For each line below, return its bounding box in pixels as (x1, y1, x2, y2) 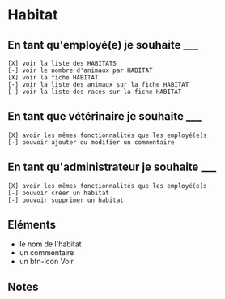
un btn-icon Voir (19, 257, 74, 267)
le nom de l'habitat (19, 239, 82, 249)
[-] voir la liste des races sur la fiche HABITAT (7, 88, 182, 96)
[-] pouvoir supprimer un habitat (7, 196, 125, 204)
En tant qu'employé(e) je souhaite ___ (7, 38, 199, 52)
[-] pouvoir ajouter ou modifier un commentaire (7, 138, 175, 147)
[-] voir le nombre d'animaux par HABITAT (7, 66, 153, 75)
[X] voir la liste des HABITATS (7, 59, 117, 67)
